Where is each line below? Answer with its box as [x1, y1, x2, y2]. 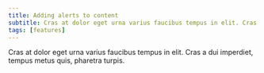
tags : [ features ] [8, 26, 66, 34]
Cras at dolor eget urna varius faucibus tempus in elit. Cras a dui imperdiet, [8, 48, 254, 57]
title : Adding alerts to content [8, 11, 119, 20]
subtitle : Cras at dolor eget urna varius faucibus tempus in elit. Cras [8, 19, 258, 27]
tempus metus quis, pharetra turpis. [8, 56, 125, 65]
